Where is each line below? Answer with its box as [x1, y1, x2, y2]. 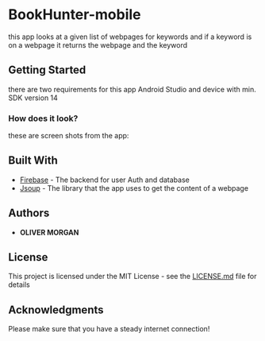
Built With [8, 153, 58, 168]
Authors [8, 207, 50, 220]
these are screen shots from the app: [8, 131, 129, 141]
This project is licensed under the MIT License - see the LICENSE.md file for [8, 272, 257, 281]
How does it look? [8, 113, 79, 124]
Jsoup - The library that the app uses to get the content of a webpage [19, 183, 248, 192]
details [8, 280, 30, 289]
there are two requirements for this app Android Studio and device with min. [8, 84, 256, 94]
